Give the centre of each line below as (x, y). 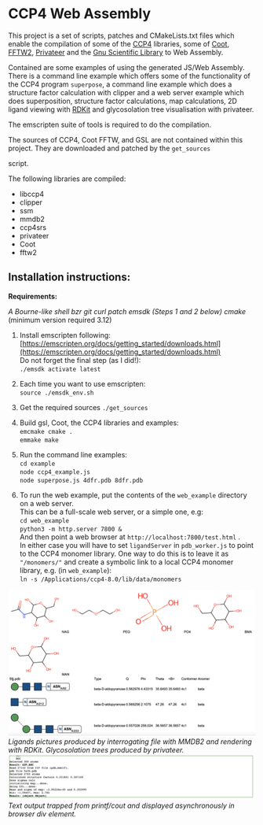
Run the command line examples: (73, 454)
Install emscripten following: (65, 335)
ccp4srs (33, 227)
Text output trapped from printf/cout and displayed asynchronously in (122, 805)
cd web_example (44, 520)
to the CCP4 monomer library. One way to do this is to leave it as (124, 553)
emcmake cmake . (46, 431)
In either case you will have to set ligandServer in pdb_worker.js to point (136, 545)
